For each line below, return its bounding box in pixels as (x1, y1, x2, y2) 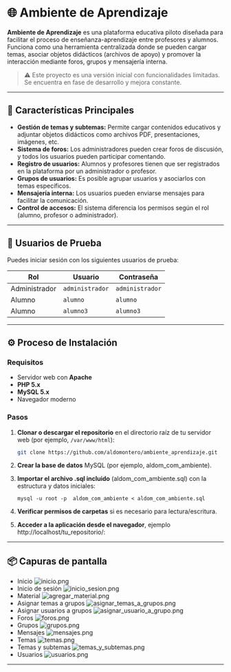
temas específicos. (16, 181, 71, 190)
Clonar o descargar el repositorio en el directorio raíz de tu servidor (16, 428, 212, 436)
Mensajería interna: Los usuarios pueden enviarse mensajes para (16, 188, 205, 197)
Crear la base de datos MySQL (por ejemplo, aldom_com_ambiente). (16, 461, 212, 470)
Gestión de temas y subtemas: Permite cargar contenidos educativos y (16, 123, 221, 131)
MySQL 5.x (16, 388, 49, 396)
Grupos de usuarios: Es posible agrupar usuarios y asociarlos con (16, 174, 206, 182)
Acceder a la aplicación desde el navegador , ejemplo (16, 521, 170, 529)
